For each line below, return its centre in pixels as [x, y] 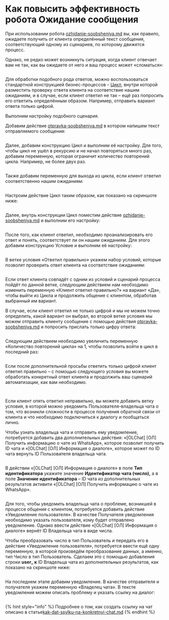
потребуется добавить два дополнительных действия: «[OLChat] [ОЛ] [81, 437]
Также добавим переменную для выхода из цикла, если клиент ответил [83, 176]
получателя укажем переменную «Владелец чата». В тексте [71, 587]
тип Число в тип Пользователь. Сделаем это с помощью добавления [80, 556]
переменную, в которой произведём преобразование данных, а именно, [84, 551]
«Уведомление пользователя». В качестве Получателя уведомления [80, 514]
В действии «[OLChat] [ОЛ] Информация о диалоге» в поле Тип [74, 468]
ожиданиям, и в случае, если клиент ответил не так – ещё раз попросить [84, 95]
